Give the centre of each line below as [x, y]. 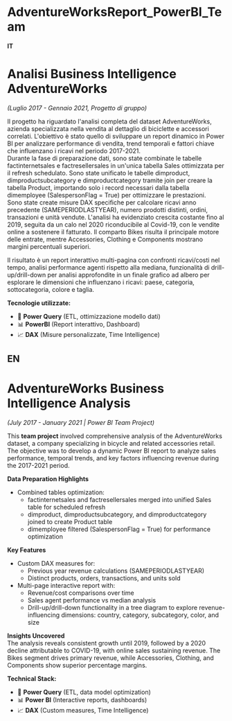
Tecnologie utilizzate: [39, 303]
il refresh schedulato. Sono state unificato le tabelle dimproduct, [99, 173]
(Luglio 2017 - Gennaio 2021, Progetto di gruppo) [77, 107]
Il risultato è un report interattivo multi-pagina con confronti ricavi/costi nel [114, 260]
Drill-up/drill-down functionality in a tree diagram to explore [113, 608]
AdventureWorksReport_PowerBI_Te [115, 12]
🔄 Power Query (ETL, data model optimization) [84, 692]
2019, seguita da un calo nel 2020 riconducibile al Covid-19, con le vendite [114, 224]
